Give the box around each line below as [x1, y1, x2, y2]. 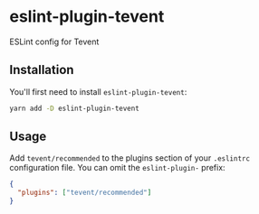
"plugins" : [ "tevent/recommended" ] [17, 188, 152, 198]
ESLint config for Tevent [9, 36, 100, 47]
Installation [9, 62, 74, 78]
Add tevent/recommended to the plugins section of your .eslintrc [9, 153, 251, 163]
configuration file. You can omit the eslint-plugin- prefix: [9, 163, 225, 173]
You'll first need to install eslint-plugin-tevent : [9, 86, 187, 97]
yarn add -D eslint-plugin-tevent [9, 104, 140, 113]
